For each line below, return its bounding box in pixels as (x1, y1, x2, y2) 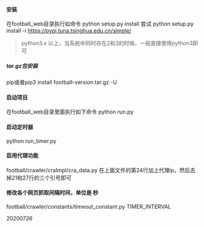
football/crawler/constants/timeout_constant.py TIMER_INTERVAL (6, 203, 172, 210)
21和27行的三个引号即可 (11, 174, 72, 181)
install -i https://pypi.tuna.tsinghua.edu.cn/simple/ (6, 27, 132, 35)
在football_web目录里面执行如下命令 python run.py (6, 108, 134, 115)
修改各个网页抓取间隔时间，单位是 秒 (6, 189, 99, 197)
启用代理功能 (6, 152, 38, 159)
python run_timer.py (6, 137, 57, 144)
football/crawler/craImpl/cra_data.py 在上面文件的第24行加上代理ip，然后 (6, 166, 191, 174)
